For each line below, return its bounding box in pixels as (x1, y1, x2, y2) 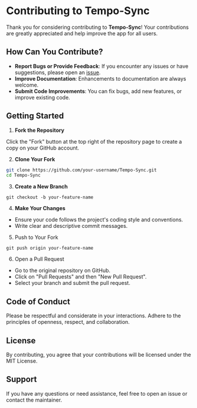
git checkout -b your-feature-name (6, 194, 94, 201)
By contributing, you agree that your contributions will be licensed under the (6, 351, 192, 358)
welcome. (14, 81, 39, 88)
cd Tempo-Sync (6, 173, 41, 178)
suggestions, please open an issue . (14, 69, 101, 76)
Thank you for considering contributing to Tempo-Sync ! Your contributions (6, 24, 189, 31)
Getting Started (6, 111, 64, 121)
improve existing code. (14, 94, 71, 101)
